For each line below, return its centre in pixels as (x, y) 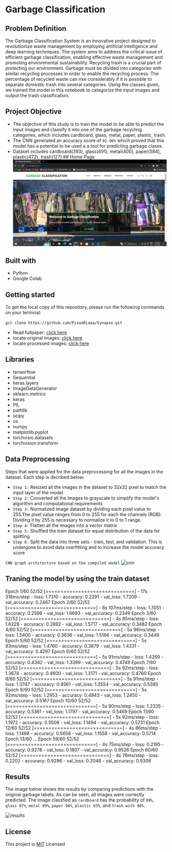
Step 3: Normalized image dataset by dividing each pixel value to (82, 509)
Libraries (20, 359)
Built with (21, 261)
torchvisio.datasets (33, 437)
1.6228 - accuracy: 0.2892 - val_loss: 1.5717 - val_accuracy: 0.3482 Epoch (84, 624)
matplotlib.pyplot (30, 432)
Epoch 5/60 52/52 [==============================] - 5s (76, 640)
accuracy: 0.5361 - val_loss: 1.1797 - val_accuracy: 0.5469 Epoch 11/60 (80, 712)
